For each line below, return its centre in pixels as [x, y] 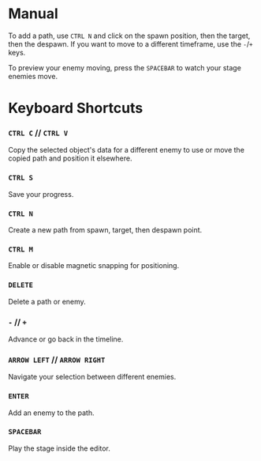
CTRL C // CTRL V [38, 133]
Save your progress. [41, 194]
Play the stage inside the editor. [59, 448]
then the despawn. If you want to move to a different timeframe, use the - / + [130, 43]
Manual [34, 14]
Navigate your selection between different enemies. [92, 377]
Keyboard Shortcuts [76, 108]
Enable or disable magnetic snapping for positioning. [94, 266]
